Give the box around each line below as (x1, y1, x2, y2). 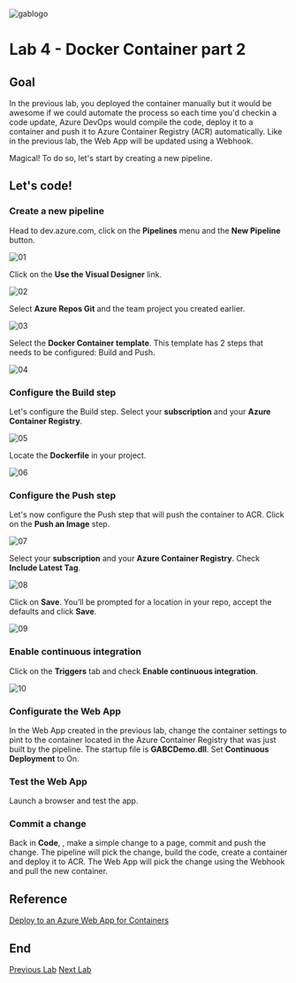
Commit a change (9, 817, 87, 830)
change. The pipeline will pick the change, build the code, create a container (9, 847, 288, 858)
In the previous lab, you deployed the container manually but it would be (9, 98, 272, 108)
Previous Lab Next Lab (9, 964, 92, 975)
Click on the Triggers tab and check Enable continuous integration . (9, 665, 259, 677)
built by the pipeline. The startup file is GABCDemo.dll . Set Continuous (9, 744, 269, 755)
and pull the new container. (9, 866, 109, 877)
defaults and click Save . (9, 607, 97, 617)
